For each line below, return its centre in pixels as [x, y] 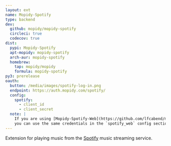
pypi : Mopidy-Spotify [33, 48]
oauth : [12, 81]
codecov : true [25, 39]
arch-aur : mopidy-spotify [37, 57]
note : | [18, 114]
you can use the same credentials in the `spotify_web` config [83, 123]
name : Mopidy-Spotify [28, 15]
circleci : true [26, 34]
